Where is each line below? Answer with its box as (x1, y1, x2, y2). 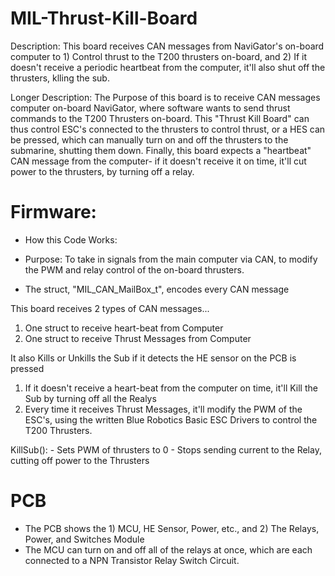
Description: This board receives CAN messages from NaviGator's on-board (10, 40, 325, 52)
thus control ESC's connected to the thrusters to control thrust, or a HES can (10, 123, 326, 135)
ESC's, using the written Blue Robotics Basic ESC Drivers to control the (24, 413, 318, 426)
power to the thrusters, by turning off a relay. (10, 165, 195, 177)
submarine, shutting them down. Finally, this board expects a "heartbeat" (10, 144, 312, 156)
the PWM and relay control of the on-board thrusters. (24, 263, 245, 276)
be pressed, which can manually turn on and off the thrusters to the (10, 133, 289, 146)
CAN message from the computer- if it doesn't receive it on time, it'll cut (10, 155, 307, 167)
